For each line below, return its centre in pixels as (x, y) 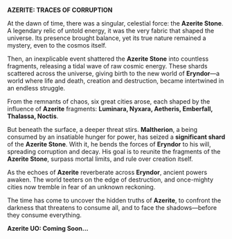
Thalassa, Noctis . (33, 116)
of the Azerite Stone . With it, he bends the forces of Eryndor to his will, (109, 144)
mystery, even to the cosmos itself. (57, 45)
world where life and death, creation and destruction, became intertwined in (116, 81)
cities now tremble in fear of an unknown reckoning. (81, 187)
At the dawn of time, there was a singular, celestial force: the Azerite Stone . (115, 23)
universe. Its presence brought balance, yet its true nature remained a (107, 38)
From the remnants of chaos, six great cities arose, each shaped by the (109, 102)
